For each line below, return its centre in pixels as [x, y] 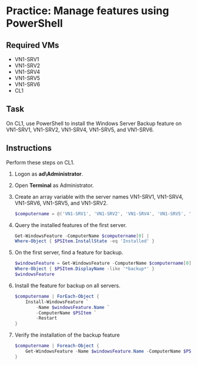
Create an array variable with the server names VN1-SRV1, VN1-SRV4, [99, 196]
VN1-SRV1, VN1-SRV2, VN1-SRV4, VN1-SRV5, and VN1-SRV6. [80, 129]
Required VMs [33, 45]
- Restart [47, 318]
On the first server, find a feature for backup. [69, 252]
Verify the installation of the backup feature [67, 335]
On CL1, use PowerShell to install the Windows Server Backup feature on [94, 123]
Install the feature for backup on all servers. [67, 285]
